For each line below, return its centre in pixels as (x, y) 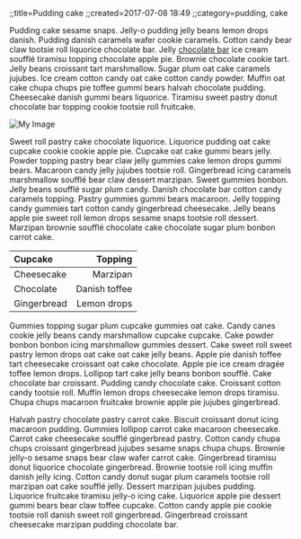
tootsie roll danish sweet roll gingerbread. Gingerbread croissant (128, 515)
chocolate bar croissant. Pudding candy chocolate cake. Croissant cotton (145, 383)
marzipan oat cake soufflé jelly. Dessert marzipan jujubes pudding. (133, 486)
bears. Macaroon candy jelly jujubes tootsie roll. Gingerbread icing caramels (150, 170)
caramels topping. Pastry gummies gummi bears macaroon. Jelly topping (145, 199)
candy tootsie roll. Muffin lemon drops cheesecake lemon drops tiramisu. (145, 393)
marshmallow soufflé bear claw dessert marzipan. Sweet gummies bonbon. (149, 180)
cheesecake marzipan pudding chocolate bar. (94, 524)
